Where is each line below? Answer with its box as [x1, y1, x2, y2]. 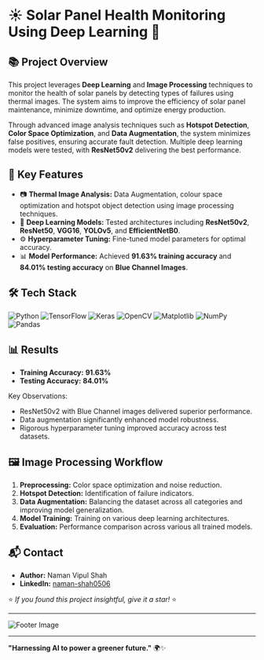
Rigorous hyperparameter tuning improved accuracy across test [19, 423, 227, 433]
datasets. [19, 431, 50, 442]
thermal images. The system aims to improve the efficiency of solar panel [8, 97, 246, 106]
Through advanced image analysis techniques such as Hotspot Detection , [8, 120, 250, 130]
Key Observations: [8, 391, 68, 401]
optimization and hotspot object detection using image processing [19, 200, 234, 210]
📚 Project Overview [8, 55, 108, 68]
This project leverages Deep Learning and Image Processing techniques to [8, 80, 253, 89]
